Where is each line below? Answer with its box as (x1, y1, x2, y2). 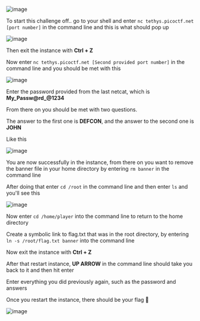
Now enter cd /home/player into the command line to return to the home (6, 213, 183, 220)
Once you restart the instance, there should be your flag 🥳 (6, 296, 149, 303)
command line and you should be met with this (6, 65, 121, 72)
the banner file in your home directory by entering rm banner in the (6, 165, 170, 172)
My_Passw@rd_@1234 (6, 95, 64, 101)
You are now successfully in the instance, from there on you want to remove (6, 159, 194, 166)
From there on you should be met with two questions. (6, 106, 137, 113)
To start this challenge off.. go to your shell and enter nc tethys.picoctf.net (6, 17, 194, 24)
